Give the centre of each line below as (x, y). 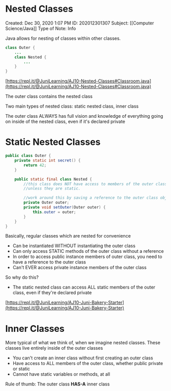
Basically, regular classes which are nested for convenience (68, 236)
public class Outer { (28, 156)
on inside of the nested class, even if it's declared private (65, 122)
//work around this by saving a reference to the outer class (91, 198)
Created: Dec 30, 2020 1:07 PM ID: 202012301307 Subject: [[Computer (80, 23)
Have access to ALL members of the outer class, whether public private (88, 363)
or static (21, 369)
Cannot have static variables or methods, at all (61, 374)
